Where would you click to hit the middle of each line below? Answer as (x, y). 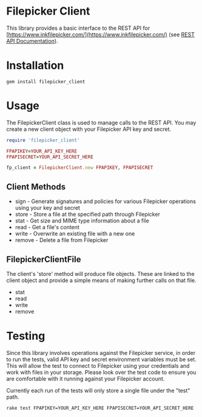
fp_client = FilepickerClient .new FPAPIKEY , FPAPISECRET (80, 168)
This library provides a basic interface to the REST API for (78, 28)
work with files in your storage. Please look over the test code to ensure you (101, 372)
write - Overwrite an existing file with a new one (75, 234)
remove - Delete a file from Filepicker (62, 240)
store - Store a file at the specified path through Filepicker (88, 215)
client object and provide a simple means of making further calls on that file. (101, 280)
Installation (35, 66)
